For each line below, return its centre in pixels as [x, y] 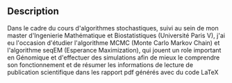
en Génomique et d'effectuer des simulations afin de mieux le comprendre [114, 57]
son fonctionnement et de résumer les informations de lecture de [100, 64]
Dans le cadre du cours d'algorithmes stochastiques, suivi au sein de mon [113, 28]
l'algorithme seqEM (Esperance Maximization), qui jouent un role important [114, 50]
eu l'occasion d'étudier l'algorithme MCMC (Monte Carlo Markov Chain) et [114, 43]
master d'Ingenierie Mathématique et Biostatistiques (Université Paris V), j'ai [116, 35]
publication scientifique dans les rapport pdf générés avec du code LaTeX [113, 72]
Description [33, 11]
